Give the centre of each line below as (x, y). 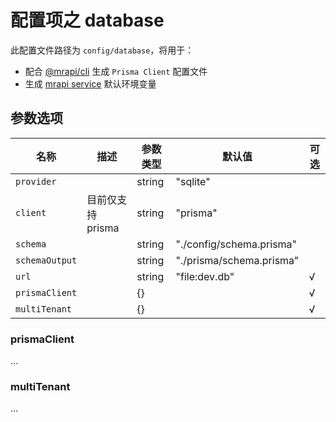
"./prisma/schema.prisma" (237, 260)
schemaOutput (46, 260)
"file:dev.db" (205, 276)
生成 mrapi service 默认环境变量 (90, 83)
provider (36, 181)
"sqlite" (193, 181)
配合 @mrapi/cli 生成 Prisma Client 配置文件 (116, 71)
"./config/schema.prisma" (236, 244)
